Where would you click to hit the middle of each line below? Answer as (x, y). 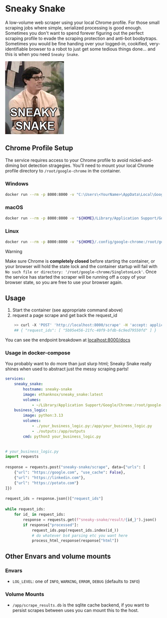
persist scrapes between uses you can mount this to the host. (76, 611)
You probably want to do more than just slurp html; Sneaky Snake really (78, 364)
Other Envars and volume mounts (58, 556)
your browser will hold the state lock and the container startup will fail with (81, 267)
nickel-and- (141, 160)
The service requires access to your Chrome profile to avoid (67, 160)
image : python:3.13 (43, 416)
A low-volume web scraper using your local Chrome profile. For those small (83, 22)
